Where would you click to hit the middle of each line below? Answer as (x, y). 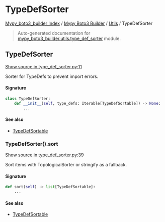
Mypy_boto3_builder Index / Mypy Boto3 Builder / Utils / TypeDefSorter (79, 23)
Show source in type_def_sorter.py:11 (44, 66)
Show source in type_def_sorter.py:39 (45, 155)
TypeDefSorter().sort (32, 144)
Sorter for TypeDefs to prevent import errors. (52, 76)
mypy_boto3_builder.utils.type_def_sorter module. (69, 38)
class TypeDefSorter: (28, 99)
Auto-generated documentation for (54, 33)
